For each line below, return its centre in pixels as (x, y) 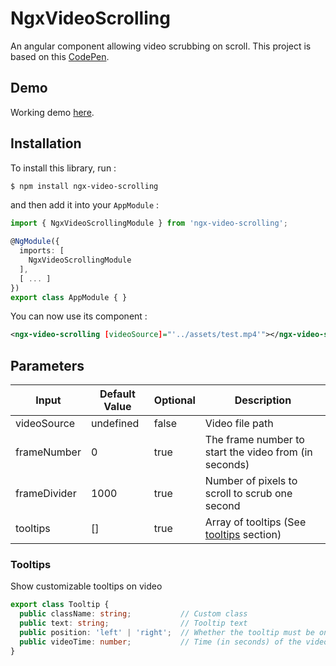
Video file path (239, 424)
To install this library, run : (63, 168)
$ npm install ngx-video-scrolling (84, 186)
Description (263, 400)
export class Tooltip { (60, 605)
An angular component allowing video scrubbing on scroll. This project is (161, 46)
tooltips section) (243, 535)
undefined (115, 424)
